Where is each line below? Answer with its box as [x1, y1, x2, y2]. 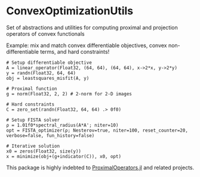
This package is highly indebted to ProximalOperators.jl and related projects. [6, 164, 195, 171]
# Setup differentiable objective [6, 60, 93, 66]
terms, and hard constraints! [39, 48, 110, 55]
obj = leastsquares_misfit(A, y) [6, 75, 90, 81]
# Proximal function [6, 85, 58, 92]
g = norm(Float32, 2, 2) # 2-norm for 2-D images [6, 91, 133, 97]
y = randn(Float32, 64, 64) [6, 70, 76, 76]
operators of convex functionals [6, 30, 85, 37]
